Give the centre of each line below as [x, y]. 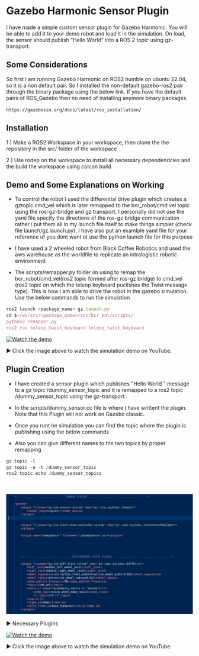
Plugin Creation [36, 369]
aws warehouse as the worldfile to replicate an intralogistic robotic [96, 255]
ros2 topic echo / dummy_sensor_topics [54, 474]
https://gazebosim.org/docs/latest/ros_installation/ [74, 110]
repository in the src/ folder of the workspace [62, 149]
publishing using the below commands [62, 432]
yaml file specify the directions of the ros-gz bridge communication [97, 218]
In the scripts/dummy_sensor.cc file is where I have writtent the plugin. [101, 407]
